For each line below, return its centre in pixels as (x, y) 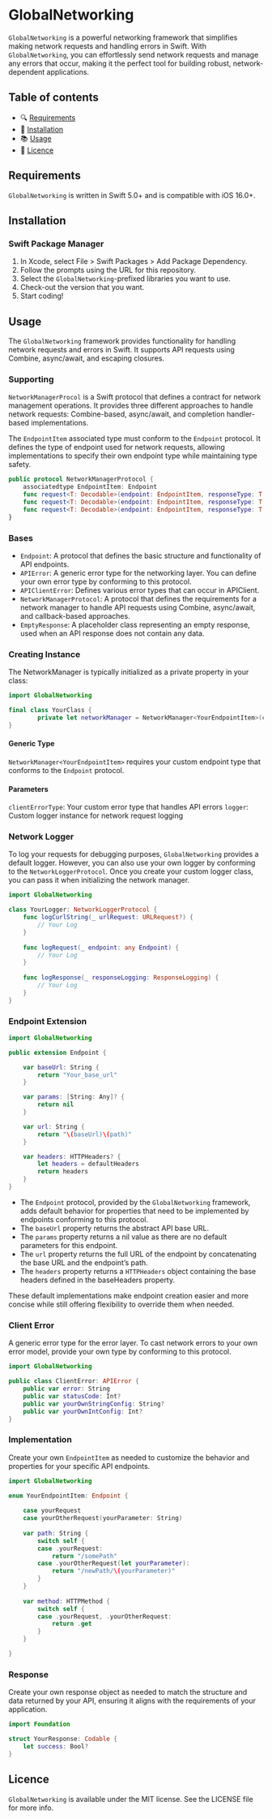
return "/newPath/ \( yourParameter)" (113, 1571)
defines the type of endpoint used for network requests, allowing (117, 447)
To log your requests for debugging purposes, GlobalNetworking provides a (134, 854)
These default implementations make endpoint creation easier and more (129, 1295)
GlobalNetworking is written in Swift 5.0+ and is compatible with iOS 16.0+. (132, 195)
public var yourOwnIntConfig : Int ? (83, 1411)
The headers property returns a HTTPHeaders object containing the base (138, 1271)
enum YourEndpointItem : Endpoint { (68, 1496)
